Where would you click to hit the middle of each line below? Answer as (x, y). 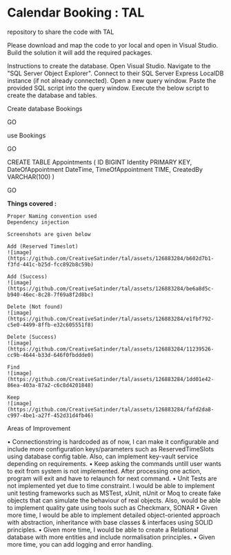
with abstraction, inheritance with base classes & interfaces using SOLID (110, 522)
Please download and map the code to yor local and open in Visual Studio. (113, 45)
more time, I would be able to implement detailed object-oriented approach (114, 515)
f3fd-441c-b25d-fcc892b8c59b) (51, 264)
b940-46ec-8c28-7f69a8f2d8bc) (51, 295)
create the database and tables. (52, 95)
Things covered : (32, 203)
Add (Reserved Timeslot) (43, 246)
